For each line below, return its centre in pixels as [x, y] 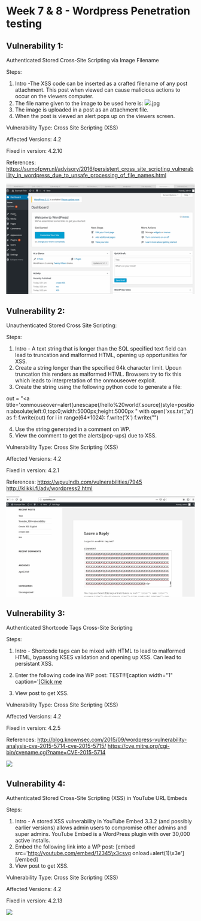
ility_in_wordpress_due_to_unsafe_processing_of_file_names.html [86, 175]
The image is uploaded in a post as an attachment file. [82, 110]
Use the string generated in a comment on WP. [72, 429]
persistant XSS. [34, 664]
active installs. [33, 841]
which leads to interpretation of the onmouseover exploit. [86, 381]
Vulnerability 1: [35, 46]
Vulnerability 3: [36, 613]
